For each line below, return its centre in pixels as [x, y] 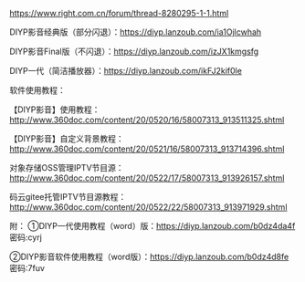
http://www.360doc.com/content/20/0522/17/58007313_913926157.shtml [147, 178]
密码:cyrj [26, 237]
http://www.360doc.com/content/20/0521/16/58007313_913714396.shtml [147, 149]
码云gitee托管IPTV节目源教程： [68, 197]
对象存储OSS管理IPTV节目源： [67, 167]
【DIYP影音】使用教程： [55, 110]
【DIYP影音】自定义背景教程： [67, 139]
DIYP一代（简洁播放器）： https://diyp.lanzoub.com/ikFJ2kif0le [126, 71]
